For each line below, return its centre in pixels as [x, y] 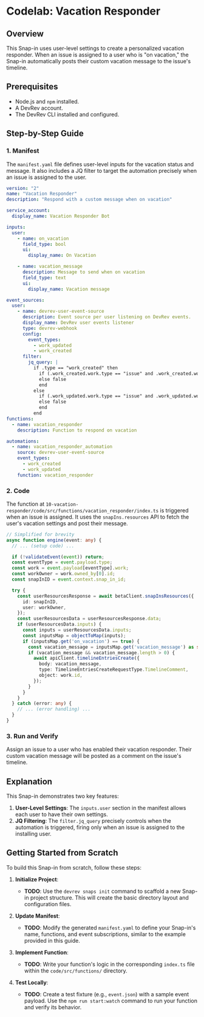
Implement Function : [42, 952]
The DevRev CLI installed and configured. [67, 114]
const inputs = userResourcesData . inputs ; [77, 630]
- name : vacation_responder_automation [62, 447]
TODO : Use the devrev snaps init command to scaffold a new [102, 891]
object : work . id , [61, 676]
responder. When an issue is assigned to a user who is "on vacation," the [98, 55]
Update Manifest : [37, 916]
